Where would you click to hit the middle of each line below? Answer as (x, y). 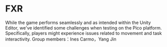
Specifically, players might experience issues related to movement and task (84, 33)
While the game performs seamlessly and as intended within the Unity (78, 22)
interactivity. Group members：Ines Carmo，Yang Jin (61, 39)
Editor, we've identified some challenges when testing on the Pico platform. (83, 27)
